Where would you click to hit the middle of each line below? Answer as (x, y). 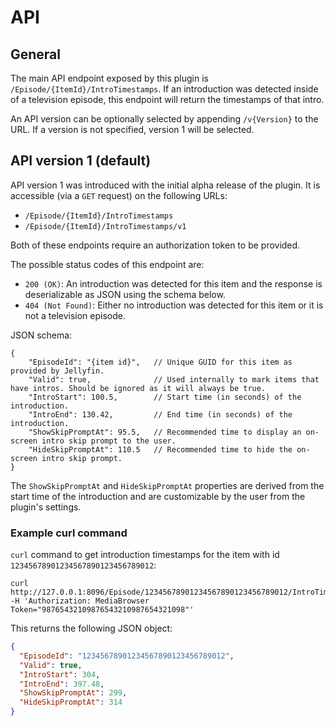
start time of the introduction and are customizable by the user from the (158, 496)
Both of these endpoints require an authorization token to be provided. (155, 245)
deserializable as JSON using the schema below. (125, 294)
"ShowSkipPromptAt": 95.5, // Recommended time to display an (165, 432)
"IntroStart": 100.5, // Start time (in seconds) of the (165, 397)
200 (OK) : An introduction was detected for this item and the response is (173, 283)
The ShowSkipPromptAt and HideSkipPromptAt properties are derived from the (167, 485)
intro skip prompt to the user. (109, 441)
